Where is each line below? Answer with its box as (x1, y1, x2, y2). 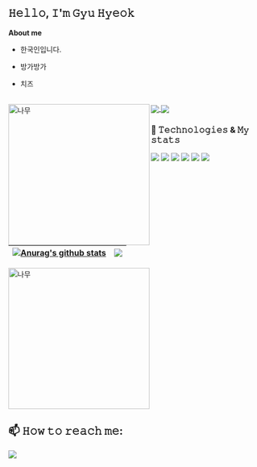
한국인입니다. (19, 44, 62, 54)
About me (8, 27, 43, 37)
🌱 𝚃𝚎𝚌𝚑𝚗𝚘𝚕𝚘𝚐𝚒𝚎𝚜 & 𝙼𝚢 (151, 124, 250, 136)
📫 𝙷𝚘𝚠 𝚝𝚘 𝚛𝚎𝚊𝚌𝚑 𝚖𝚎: (8, 424, 123, 438)
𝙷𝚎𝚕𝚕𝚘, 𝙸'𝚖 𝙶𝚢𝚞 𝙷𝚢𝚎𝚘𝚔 (8, 6, 135, 20)
